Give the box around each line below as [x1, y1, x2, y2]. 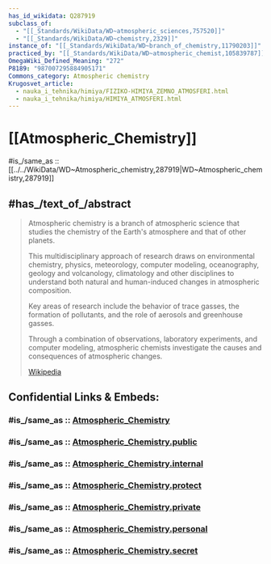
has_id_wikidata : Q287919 [8, 11, 95, 20]
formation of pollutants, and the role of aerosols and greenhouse [27, 310, 244, 320]
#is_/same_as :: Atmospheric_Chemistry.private [8, 502, 202, 512]
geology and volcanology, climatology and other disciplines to [27, 269, 235, 278]
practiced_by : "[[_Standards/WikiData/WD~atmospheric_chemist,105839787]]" [8, 49, 269, 57]
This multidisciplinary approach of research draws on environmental [27, 252, 256, 261]
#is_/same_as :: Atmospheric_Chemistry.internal [8, 458, 204, 469]
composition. [27, 286, 72, 295]
